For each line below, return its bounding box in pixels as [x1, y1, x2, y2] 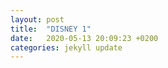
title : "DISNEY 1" [10, 24, 92, 34]
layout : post [10, 14, 65, 25]
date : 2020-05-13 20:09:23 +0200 [10, 33, 159, 43]
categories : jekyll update [10, 42, 123, 53]
